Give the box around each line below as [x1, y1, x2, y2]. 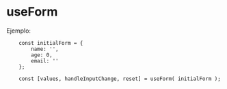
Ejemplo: [6, 26, 31, 35]
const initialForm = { [18, 39, 83, 46]
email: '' [31, 57, 59, 65]
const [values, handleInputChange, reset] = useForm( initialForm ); [18, 75, 222, 82]
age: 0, [31, 52, 53, 58]
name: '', [31, 46, 59, 52]
